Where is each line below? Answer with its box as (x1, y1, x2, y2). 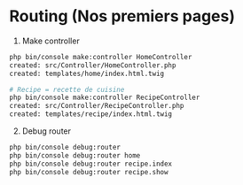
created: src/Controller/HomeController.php (9, 60, 176, 70)
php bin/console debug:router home (9, 150, 141, 160)
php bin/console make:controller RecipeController (9, 93, 200, 103)
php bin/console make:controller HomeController (9, 52, 192, 61)
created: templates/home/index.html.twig (9, 69, 165, 78)
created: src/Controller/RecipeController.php (9, 102, 184, 111)
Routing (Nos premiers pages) (9, 6, 235, 27)
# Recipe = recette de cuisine (9, 85, 125, 94)
